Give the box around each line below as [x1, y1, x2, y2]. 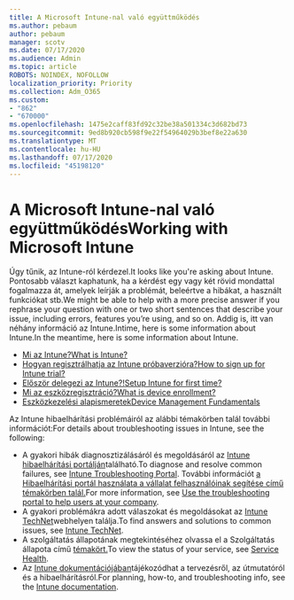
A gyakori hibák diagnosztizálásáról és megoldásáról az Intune [21, 449, 251, 461]
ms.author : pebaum [9, 21, 77, 30]
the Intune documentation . [21, 581, 120, 592]
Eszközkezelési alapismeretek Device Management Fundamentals [21, 396, 261, 408]
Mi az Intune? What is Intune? [21, 349, 128, 360]
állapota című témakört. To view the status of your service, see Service [21, 544, 279, 555]
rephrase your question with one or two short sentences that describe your [9, 304, 283, 315]
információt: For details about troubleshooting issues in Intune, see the [9, 423, 265, 434]
